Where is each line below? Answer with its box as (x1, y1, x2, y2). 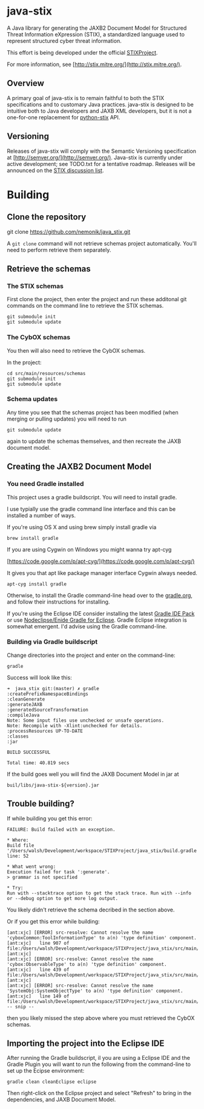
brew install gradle (7, 535, 59, 541)
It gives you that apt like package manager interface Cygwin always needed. (7, 569, 197, 576)
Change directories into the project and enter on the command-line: (7, 651, 176, 659)
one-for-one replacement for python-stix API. (7, 113, 120, 121)
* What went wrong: (7, 864, 56, 870)
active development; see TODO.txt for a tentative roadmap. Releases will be (7, 160, 196, 167)
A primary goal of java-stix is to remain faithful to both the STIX (7, 94, 165, 101)
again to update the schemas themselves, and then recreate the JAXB (7, 438, 182, 445)
